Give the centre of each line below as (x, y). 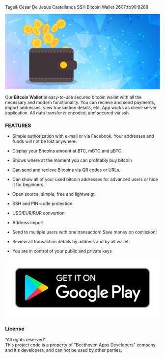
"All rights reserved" (26, 339)
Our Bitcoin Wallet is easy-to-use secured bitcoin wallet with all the (73, 97)
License (15, 329)
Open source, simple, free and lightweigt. (54, 194)
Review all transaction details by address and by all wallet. (71, 242)
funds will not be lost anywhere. (44, 141)
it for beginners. (28, 185)
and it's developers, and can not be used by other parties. (64, 350)
